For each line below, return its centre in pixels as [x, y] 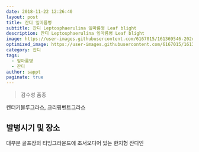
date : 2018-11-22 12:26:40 [39, 11]
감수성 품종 [33, 95]
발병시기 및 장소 [33, 128]
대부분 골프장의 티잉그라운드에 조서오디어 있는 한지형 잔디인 [75, 143]
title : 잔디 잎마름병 [29, 22]
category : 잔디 [24, 50]
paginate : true [25, 77]
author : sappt [24, 72]
